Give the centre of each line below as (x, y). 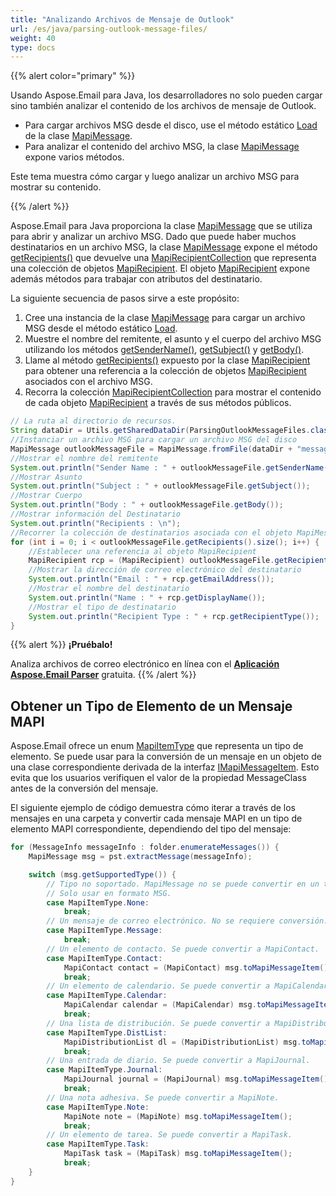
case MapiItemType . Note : (98, 1107)
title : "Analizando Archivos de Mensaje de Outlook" (122, 19)
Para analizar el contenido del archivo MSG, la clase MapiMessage (162, 147)
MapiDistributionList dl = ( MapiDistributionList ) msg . (182, 1042)
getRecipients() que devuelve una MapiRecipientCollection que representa (163, 258)
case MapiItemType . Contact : (104, 958)
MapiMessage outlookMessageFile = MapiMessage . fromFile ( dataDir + (151, 449)
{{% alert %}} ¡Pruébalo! (61, 645)
